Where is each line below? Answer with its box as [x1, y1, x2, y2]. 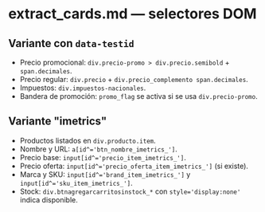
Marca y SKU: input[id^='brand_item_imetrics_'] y [19, 169, 191, 179]
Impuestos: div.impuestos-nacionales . [19, 83, 146, 92]
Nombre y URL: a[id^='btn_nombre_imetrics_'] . [19, 144, 177, 154]
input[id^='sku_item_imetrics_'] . [19, 178, 133, 187]
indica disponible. [19, 194, 78, 204]
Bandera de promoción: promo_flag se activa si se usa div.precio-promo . [19, 92, 258, 100]
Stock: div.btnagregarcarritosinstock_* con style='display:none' [19, 186, 241, 196]
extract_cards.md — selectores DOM [8, 5, 257, 23]
